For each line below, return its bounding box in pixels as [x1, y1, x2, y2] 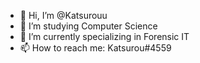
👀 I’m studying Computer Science [19, 20, 158, 32]
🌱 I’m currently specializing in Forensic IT [19, 31, 190, 42]
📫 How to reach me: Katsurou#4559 [19, 42, 172, 54]
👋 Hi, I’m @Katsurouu [19, 10, 108, 21]
